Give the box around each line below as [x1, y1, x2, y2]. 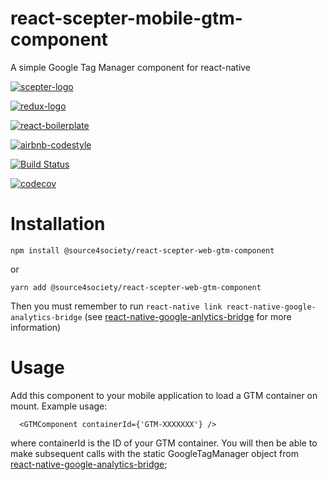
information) [10, 321, 62, 333]
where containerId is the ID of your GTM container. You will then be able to [10, 437, 318, 449]
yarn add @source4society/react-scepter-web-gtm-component [10, 282, 262, 292]
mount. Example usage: [10, 400, 108, 412]
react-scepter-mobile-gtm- [10, 7, 243, 30]
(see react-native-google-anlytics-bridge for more [84, 310, 292, 322]
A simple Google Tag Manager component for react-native [10, 61, 252, 73]
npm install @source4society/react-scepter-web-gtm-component [10, 245, 275, 256]
